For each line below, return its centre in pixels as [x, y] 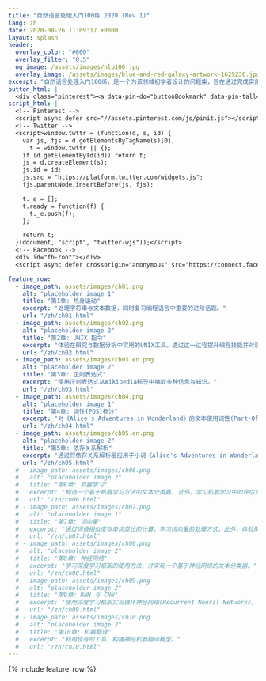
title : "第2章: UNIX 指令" [65, 338]
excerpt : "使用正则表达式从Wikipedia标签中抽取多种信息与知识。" [120, 382]
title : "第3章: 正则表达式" [65, 375]
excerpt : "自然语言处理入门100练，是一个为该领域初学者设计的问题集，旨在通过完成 [129, 81]
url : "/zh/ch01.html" [58, 316]
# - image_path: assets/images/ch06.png [83, 470]
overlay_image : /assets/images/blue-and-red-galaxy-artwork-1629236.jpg [138, 74]
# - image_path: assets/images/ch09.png [83, 581]
